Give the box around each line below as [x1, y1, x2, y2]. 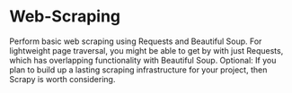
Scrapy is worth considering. [9, 73, 116, 84]
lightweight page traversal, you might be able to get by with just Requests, [9, 45, 284, 55]
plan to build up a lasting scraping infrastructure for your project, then [9, 64, 268, 75]
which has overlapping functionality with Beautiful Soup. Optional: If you [9, 55, 277, 65]
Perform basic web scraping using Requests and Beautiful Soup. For [9, 36, 262, 46]
